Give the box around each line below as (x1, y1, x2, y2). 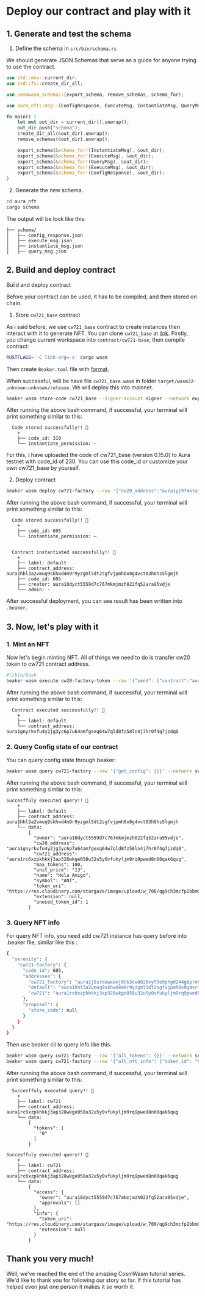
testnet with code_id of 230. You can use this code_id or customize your (6, 458, 188, 465)
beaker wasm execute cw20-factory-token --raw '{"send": (6, 677, 154, 684)
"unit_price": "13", (33, 866, 86, 873)
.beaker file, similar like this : (6, 938, 78, 946)
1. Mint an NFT (6, 639, 50, 648)
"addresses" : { (22, 973, 62, 979)
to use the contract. (6, 63, 56, 70)
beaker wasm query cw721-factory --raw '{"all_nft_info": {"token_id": (6, 1059, 192, 1065)
